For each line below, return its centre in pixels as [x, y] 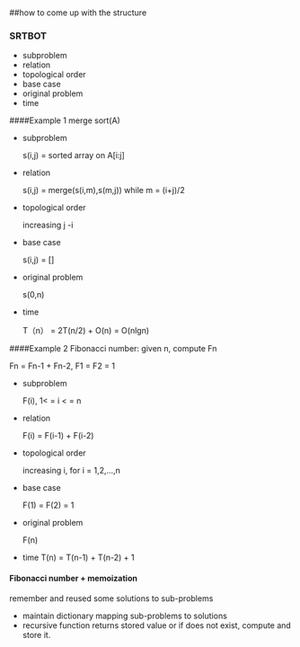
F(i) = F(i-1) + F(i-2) [58, 436]
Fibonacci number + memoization [73, 579]
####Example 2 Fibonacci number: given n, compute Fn [113, 349]
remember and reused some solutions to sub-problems [111, 598]
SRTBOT [28, 36]
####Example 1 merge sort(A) [65, 120]
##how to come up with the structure [78, 13]
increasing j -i [48, 225]
